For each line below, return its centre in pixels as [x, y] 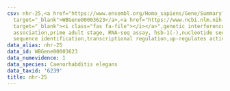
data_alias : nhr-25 [35, 45]
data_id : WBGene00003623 [42, 52]
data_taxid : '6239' [35, 70]
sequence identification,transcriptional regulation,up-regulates [110, 39]
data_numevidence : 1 [37, 58]
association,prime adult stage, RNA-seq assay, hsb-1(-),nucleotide [113, 32]
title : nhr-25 [27, 77]
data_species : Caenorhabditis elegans [62, 64]
